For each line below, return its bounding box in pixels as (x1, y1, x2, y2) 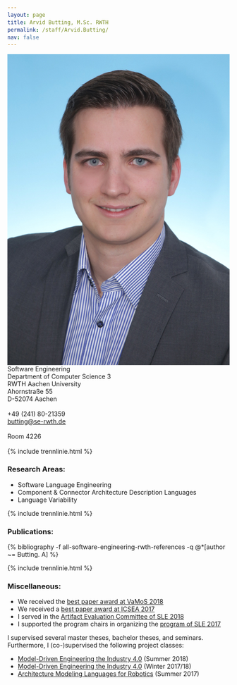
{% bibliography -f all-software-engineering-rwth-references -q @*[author (7, 543, 226, 551)
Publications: (7, 526, 54, 536)
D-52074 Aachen (7, 395, 58, 403)
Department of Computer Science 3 (7, 372, 111, 381)
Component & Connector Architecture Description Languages (17, 488, 197, 496)
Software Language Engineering (17, 480, 111, 489)
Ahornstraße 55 (7, 387, 53, 395)
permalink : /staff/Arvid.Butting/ (7, 26, 109, 33)
